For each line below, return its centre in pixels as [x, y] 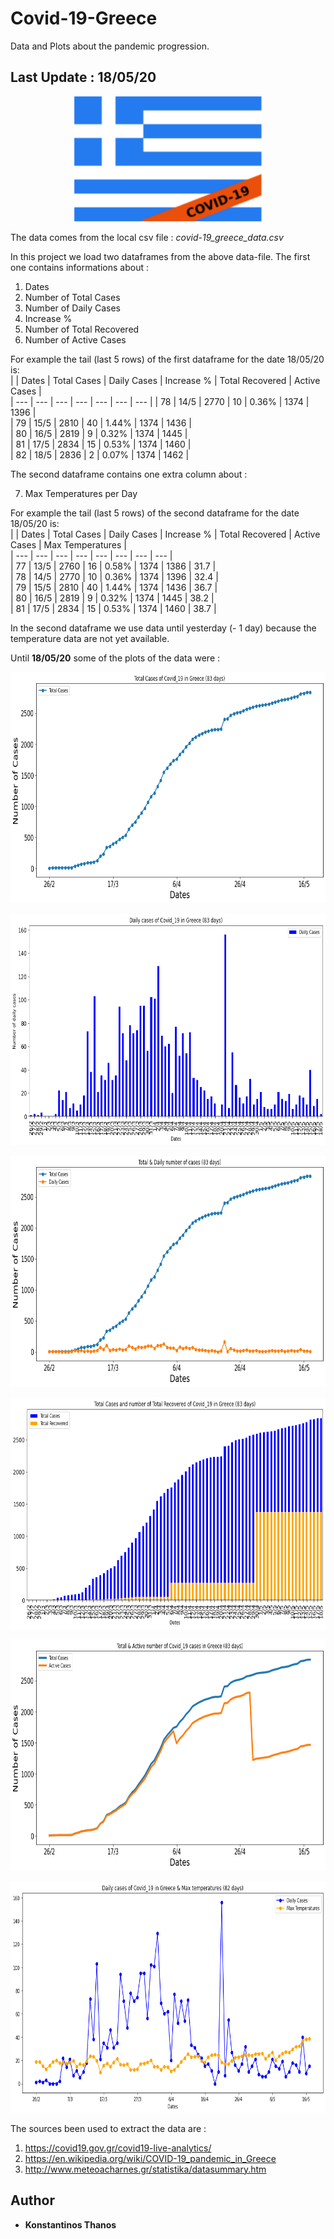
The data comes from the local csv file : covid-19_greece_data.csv [147, 237]
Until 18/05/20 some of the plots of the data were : [115, 658]
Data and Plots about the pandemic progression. [110, 46]
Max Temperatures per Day [81, 493]
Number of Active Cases [75, 339]
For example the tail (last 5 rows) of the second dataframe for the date [155, 513]
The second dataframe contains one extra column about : [129, 474]
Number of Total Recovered [82, 329]
